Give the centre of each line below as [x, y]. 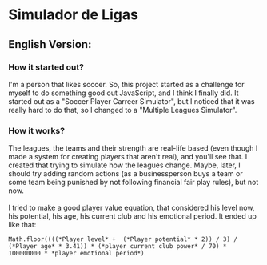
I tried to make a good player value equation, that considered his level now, [132, 208]
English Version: [50, 44]
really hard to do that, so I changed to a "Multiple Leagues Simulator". [123, 110]
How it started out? [46, 67]
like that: [22, 225]
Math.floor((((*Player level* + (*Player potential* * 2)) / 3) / [123, 239]
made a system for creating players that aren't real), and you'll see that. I [128, 157]
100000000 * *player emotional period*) [77, 254]
